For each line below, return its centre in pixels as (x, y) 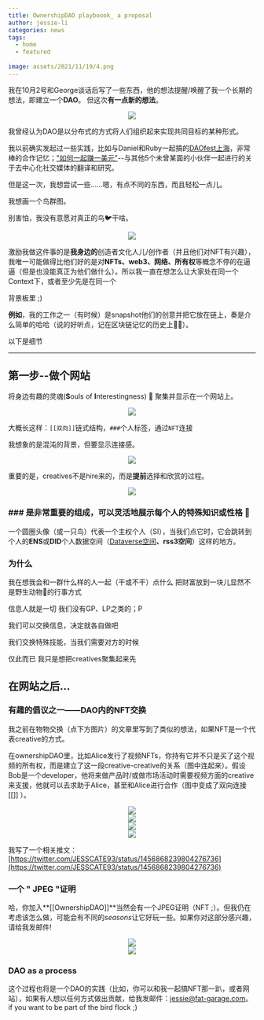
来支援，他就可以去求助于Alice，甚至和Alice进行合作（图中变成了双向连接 (128, 785)
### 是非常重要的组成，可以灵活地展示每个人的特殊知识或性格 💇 (129, 513)
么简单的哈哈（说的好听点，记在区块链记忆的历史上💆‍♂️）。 (101, 324)
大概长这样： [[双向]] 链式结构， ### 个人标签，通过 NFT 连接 (101, 427)
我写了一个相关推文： (42, 849)
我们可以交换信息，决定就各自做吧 (63, 625)
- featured (33, 52)
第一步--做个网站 (49, 376)
